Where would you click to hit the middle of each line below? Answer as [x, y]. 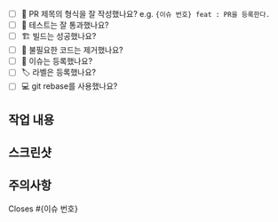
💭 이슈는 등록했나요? [57, 61]
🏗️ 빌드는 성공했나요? [59, 36]
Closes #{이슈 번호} [44, 209]
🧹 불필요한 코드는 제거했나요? [72, 50]
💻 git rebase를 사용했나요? [69, 86]
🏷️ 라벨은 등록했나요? [59, 72]
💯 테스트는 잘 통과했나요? [65, 25]
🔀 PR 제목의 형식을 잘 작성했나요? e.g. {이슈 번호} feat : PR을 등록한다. [145, 14]
